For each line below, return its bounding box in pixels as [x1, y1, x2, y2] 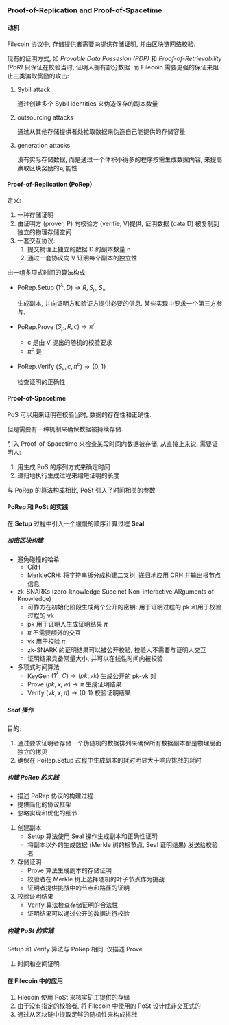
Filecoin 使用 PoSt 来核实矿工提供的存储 [16, 993, 130, 1002]
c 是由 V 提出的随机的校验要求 [27, 339, 113, 347]
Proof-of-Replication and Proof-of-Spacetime [7, 5, 162, 15]
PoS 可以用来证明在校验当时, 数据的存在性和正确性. [7, 410, 152, 418]
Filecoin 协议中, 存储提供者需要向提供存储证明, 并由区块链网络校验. [7, 40, 196, 48]
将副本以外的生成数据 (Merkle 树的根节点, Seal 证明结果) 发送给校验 [27, 841, 218, 849]
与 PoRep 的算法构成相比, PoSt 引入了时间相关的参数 [7, 486, 156, 494]
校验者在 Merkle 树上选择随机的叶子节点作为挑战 [27, 875, 165, 883]
